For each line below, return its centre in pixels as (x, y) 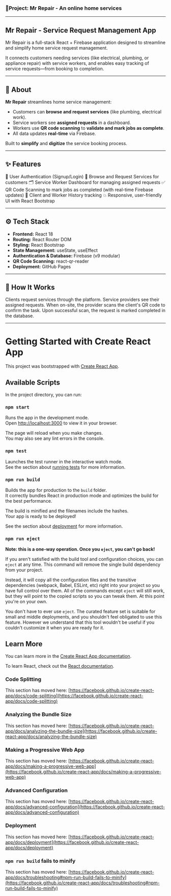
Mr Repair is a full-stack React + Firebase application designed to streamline (85, 42)
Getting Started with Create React (78, 341)
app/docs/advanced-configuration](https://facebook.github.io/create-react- (85, 807)
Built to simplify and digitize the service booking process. (66, 143)
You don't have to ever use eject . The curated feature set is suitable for (80, 611)
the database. (20, 316)
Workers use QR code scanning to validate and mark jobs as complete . (88, 128)
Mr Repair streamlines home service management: (59, 102)
